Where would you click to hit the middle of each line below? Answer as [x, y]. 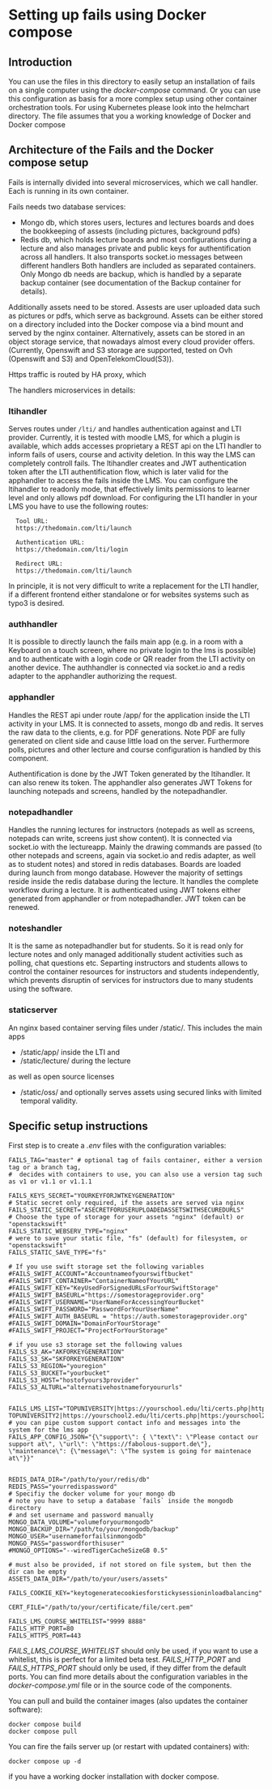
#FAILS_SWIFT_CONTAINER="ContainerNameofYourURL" [94, 1281]
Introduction [40, 62]
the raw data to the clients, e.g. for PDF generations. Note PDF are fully [127, 732]
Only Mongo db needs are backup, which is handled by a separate [131, 274]
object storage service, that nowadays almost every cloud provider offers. [132, 341]
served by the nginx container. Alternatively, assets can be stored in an [127, 332]
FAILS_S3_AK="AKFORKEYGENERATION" [67, 1352]
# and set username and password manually [81, 1515]
